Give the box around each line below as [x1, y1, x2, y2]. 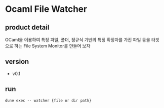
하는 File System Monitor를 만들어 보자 [14, 43, 90, 49]
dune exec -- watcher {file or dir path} [5, 98, 92, 103]
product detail [5, 23, 49, 32]
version [5, 58, 29, 66]
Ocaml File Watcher [5, 3, 87, 15]
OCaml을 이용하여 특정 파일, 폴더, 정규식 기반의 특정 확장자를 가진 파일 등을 [5, 37, 151, 42]
